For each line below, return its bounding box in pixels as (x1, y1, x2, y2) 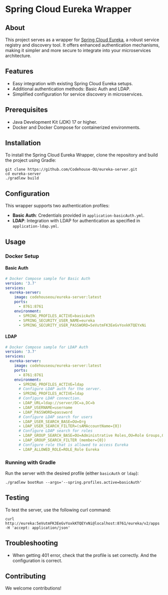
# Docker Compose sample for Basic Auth (5, 276, 91, 281)
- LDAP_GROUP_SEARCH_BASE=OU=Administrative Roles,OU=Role (18, 433, 144, 438)
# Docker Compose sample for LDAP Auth (5, 345, 88, 350)
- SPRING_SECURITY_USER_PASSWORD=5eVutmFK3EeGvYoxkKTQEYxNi (18, 323, 146, 328)
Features (5, 67, 33, 76)
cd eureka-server (5, 171, 41, 176)
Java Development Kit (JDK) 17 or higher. (12, 119, 97, 125)
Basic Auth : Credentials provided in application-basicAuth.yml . (12, 212, 145, 218)
